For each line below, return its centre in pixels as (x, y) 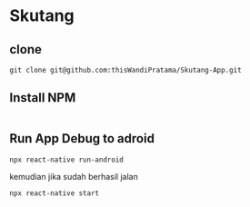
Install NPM (43, 98)
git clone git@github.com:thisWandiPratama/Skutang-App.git (126, 70)
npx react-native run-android (67, 160)
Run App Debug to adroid (82, 138)
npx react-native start (55, 193)
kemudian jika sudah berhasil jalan (74, 176)
